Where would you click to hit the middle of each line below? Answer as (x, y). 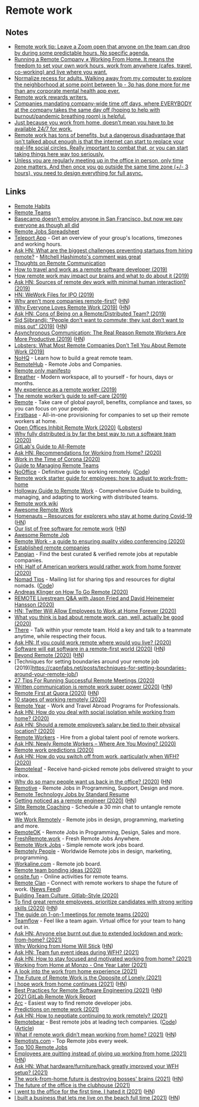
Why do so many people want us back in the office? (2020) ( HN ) (93, 781)
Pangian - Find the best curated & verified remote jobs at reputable (96, 553)
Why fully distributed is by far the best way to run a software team (95, 434)
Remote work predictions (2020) (54, 750)
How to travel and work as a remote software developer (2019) (91, 269)
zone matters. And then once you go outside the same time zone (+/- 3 (101, 167)
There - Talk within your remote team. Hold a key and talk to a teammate (102, 630)
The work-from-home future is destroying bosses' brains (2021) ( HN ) (99, 1078)
